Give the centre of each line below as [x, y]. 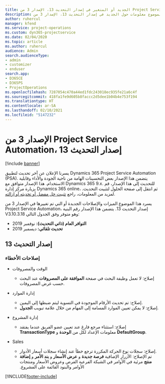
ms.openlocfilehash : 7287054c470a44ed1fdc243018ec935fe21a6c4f [71, 92]
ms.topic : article [24, 42]
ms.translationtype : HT [29, 101]
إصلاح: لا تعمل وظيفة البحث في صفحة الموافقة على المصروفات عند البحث [87, 278]
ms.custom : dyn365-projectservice [41, 32]
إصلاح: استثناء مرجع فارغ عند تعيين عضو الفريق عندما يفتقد [73, 327]
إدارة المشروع [25, 318]
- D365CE [14, 78]
